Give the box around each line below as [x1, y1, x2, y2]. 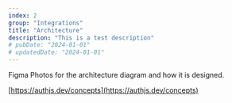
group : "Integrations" [8, 19, 83, 27]
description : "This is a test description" [8, 33, 155, 42]
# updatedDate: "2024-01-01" [8, 48, 105, 56]
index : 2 [8, 11, 37, 20]
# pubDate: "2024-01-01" [8, 41, 91, 49]
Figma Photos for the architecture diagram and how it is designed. [8, 71, 225, 79]
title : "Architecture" [8, 26, 83, 34]
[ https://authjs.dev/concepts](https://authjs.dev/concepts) [8, 86, 199, 95]
